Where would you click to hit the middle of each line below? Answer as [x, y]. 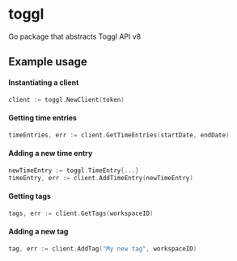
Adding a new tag [38, 232]
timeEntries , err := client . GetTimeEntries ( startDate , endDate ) [119, 135]
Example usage [48, 62]
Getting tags [30, 196]
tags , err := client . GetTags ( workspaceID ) [81, 213]
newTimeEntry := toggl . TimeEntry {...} [74, 170]
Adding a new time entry [51, 154]
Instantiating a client [44, 82]
